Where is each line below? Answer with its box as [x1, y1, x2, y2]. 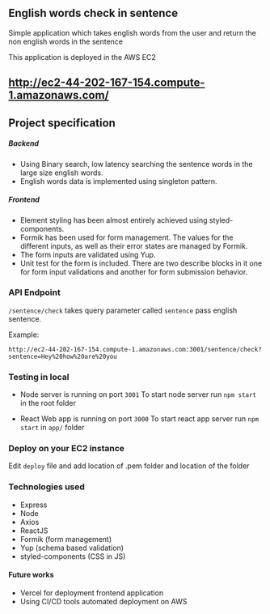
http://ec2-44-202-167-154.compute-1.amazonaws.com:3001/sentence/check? [8, 345, 263, 353]
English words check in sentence [8, 6, 179, 20]
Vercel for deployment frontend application [19, 587, 164, 598]
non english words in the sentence [8, 36, 124, 46]
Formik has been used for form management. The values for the [19, 232, 234, 242]
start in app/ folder [19, 423, 85, 433]
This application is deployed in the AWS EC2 [8, 52, 156, 62]
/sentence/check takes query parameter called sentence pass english [8, 305, 238, 315]
